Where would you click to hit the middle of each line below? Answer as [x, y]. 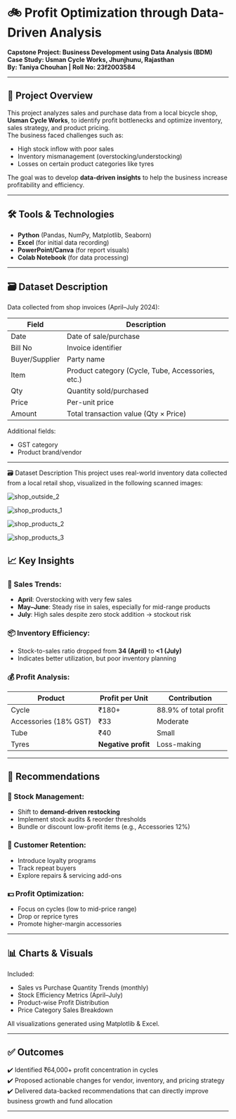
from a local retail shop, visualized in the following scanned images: [105, 483]
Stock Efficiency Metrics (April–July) [70, 995]
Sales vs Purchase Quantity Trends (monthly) [83, 987]
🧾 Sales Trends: [34, 584]
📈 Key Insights [41, 560]
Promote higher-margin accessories [70, 923]
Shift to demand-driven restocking [69, 812]
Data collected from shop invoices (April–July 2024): [84, 307]
